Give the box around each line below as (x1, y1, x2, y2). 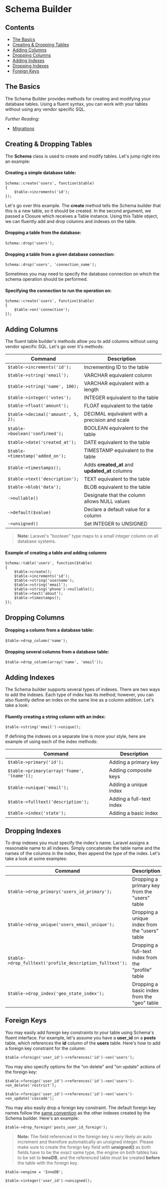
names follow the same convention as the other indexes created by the (5, 1109, 151, 1116)
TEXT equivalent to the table (83, 475, 150, 482)
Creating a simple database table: (5, 170, 77, 176)
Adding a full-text (109, 795, 151, 802)
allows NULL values (83, 498, 130, 505)
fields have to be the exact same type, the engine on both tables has (17, 1149, 158, 1155)
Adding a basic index (109, 810, 158, 817)
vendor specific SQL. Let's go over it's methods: (5, 344, 104, 350)
